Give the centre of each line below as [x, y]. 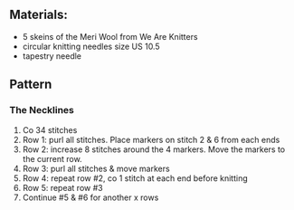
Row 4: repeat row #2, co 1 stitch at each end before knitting [135, 178]
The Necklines [42, 110]
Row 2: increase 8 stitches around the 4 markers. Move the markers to [154, 149]
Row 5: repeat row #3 [62, 187]
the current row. [52, 158]
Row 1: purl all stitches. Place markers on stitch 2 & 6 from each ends [151, 139]
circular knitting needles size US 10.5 [91, 46]
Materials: [38, 15]
